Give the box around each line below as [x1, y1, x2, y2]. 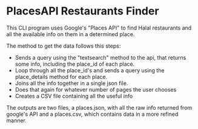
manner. [6, 116, 27, 124]
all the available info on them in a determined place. [6, 30, 135, 37]
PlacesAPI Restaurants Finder [6, 4, 159, 18]
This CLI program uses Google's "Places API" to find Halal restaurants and [6, 24, 192, 31]
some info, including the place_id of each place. [15, 60, 135, 68]
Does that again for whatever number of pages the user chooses [15, 86, 177, 93]
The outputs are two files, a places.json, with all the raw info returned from [6, 104, 193, 111]
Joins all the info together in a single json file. [15, 80, 128, 87]
